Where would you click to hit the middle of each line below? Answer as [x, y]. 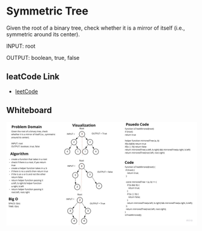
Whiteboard [29, 110]
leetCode [26, 91]
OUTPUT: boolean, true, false [43, 57]
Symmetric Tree [47, 11]
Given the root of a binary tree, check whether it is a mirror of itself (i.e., [96, 28]
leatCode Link [33, 77]
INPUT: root [21, 46]
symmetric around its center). [43, 34]
